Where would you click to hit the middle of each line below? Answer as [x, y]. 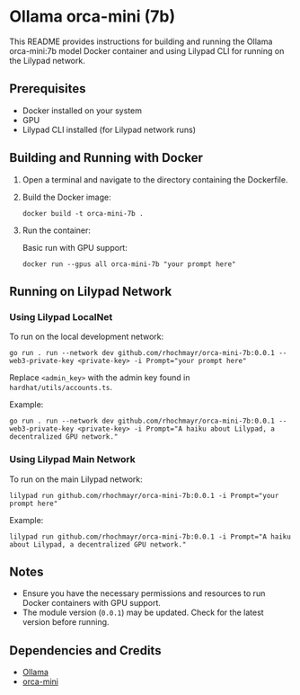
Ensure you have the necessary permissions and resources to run [144, 593]
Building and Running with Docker [106, 158]
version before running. [66, 622]
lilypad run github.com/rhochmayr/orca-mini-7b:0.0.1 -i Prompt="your [144, 495]
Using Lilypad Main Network [73, 459]
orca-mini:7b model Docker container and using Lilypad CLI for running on [147, 50]
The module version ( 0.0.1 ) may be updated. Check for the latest [143, 612]
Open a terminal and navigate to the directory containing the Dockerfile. [155, 179]
